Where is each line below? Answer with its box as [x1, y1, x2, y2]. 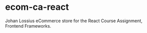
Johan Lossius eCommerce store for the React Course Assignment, [5, 18, 143, 24]
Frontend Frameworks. [5, 23, 51, 29]
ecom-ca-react [5, 1, 69, 13]
